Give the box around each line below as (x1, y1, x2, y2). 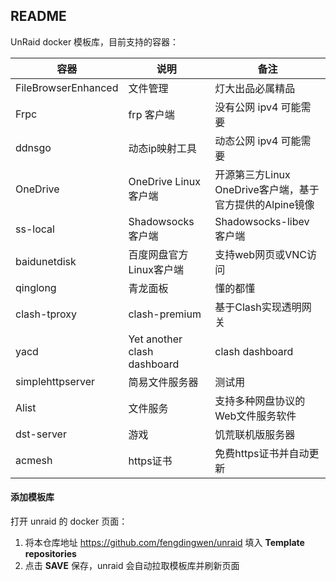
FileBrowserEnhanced (15, 80, 119, 94)
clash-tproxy (15, 307, 78, 321)
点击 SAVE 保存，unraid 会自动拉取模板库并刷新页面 (24, 560, 240, 572)
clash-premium (128, 307, 202, 321)
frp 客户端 (128, 107, 175, 121)
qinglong (15, 280, 57, 294)
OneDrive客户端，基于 (214, 182, 320, 196)
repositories (24, 548, 77, 560)
